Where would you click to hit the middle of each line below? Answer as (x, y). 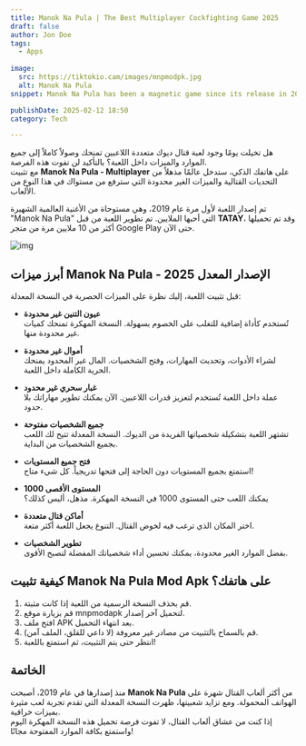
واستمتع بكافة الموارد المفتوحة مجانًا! (72, 731)
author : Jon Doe (41, 35)
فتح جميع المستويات (57, 462)
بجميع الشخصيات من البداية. (71, 444)
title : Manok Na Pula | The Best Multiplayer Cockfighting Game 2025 (145, 18)
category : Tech (39, 119)
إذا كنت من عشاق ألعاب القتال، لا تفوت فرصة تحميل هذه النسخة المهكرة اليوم (142, 721)
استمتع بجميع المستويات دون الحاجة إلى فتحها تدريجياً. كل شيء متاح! (138, 471)
